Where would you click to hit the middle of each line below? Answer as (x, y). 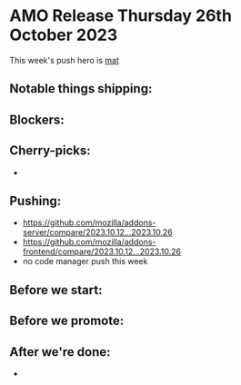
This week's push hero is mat (65, 60)
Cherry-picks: (50, 151)
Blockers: (37, 119)
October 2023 (64, 35)
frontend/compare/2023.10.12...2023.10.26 (102, 252)
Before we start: (56, 290)
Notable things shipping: (81, 89)
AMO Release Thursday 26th (120, 16)
